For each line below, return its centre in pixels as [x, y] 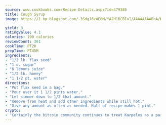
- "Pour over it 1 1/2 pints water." [44, 92]
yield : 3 [14, 28]
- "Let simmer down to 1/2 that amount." [48, 97]
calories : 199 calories [30, 37]
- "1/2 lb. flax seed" [28, 60]
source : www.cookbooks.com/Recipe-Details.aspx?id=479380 [66, 10]
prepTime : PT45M [22, 51]
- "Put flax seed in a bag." [35, 87]
